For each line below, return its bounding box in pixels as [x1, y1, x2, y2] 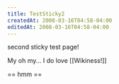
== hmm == [7, 70, 42, 78]
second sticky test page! [7, 43, 79, 52]
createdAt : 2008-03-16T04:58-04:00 [7, 17, 113, 24]
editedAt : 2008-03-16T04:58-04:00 [7, 23, 110, 30]
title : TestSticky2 [7, 10, 65, 18]
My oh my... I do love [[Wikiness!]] [7, 56, 108, 65]
